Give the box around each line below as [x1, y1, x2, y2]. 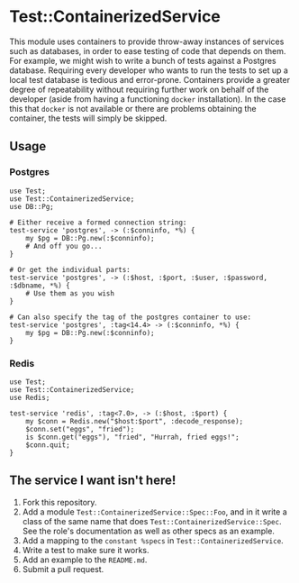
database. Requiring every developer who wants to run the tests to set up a [9, 65, 288, 76]
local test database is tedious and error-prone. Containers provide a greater [9, 74, 291, 85]
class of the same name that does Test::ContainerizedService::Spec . [22, 515, 282, 526]
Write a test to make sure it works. [22, 544, 150, 555]
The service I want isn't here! [9, 473, 177, 488]
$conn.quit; [25, 440, 70, 450]
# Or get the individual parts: [9, 265, 131, 274]
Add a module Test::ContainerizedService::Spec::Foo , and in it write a [22, 506, 287, 517]
